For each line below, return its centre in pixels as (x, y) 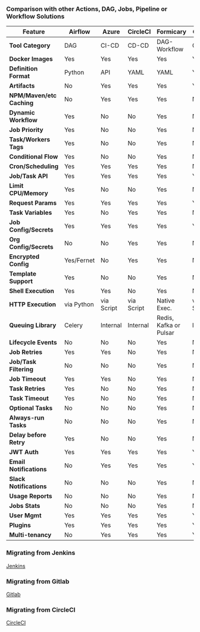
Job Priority (26, 130)
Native (166, 301)
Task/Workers (30, 140)
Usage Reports (31, 496)
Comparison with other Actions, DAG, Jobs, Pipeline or (87, 9)
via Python (79, 304)
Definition (24, 69)
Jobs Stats (25, 506)
